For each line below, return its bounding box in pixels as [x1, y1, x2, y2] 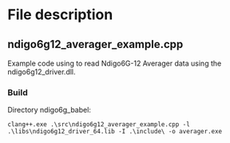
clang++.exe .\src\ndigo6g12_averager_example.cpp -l [7, 121, 191, 129]
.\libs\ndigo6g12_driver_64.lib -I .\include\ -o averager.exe [7, 128, 223, 136]
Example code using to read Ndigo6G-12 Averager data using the [7, 58, 222, 68]
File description [7, 6, 113, 24]
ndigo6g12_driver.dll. [7, 67, 77, 77]
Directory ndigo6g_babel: [7, 105, 91, 115]
